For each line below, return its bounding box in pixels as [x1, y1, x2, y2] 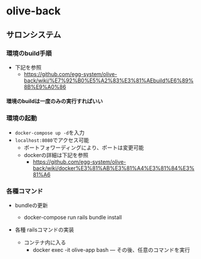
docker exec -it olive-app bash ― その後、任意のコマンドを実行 [32, 246, 190, 254]
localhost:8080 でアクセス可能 [14, 136, 90, 143]
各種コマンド [6, 187, 44, 195]
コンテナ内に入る [23, 239, 66, 246]
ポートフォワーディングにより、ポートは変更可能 [23, 144, 144, 151]
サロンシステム [6, 29, 62, 40]
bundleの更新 [14, 202, 48, 209]
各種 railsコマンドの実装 [14, 226, 75, 233]
